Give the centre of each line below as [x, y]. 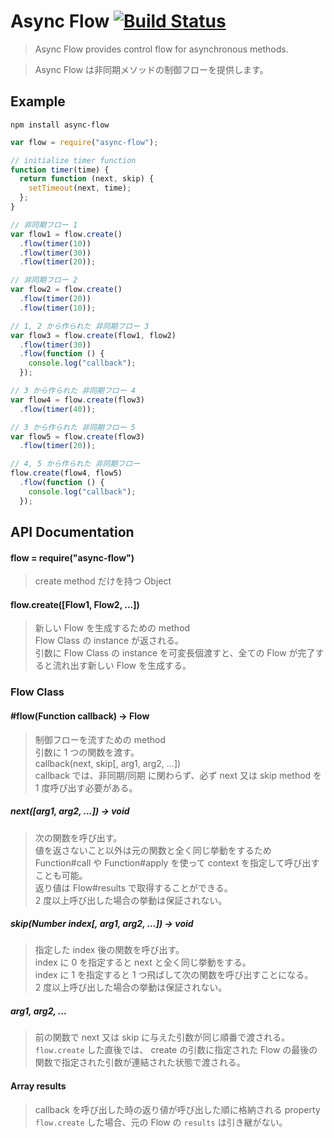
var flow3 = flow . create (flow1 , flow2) [93, 335]
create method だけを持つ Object [103, 581]
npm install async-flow [60, 125]
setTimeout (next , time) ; [80, 188]
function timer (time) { [60, 170]
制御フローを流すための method [100, 739]
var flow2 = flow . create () [66, 290]
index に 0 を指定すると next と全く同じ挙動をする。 [143, 962]
